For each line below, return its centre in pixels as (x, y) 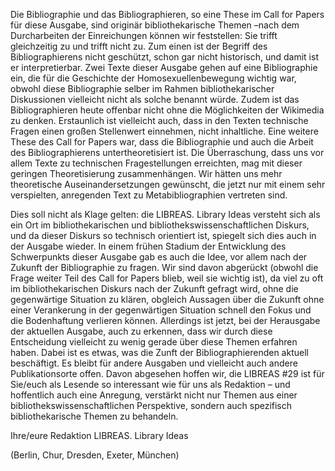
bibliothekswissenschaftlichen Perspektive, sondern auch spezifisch (151, 405)
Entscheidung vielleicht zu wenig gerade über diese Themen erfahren (154, 342)
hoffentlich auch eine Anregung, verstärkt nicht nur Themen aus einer (154, 395)
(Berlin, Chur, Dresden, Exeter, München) (95, 455)
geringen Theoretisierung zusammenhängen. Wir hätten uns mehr (146, 173)
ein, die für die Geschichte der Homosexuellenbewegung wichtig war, (153, 78)
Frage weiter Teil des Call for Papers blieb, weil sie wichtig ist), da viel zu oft (167, 278)
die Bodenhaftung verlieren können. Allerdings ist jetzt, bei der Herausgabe (165, 320)
